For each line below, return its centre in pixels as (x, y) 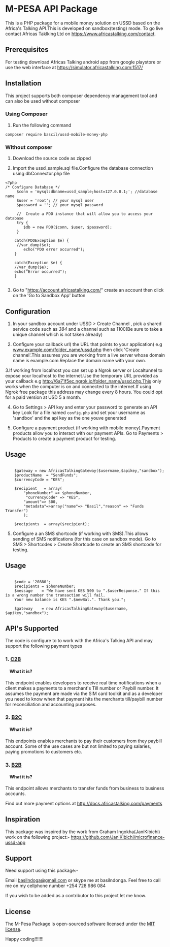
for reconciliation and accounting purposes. (51, 704)
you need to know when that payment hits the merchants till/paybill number (84, 699)
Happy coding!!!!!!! (25, 939)
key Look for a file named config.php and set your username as (79, 413)
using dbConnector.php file (41, 174)
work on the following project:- (38, 837)
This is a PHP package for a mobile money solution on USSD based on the (83, 23)
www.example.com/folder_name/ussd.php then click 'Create (76, 350)
